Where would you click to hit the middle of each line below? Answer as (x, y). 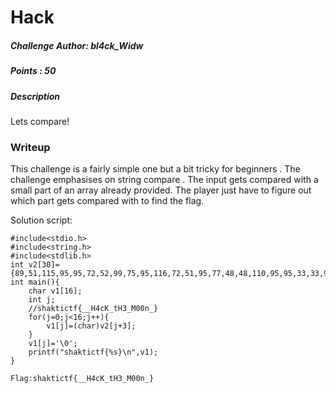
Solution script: (41, 220)
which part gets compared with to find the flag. (107, 201)
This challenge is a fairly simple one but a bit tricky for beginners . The (155, 169)
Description (35, 96)
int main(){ (35, 282)
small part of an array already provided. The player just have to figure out (161, 190)
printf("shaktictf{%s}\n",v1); (93, 352)
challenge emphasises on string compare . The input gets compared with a (164, 180)
